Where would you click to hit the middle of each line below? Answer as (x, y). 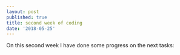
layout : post (23, 12)
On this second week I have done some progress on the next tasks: (90, 45)
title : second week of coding (45, 23)
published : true (27, 17)
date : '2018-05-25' (31, 28)
